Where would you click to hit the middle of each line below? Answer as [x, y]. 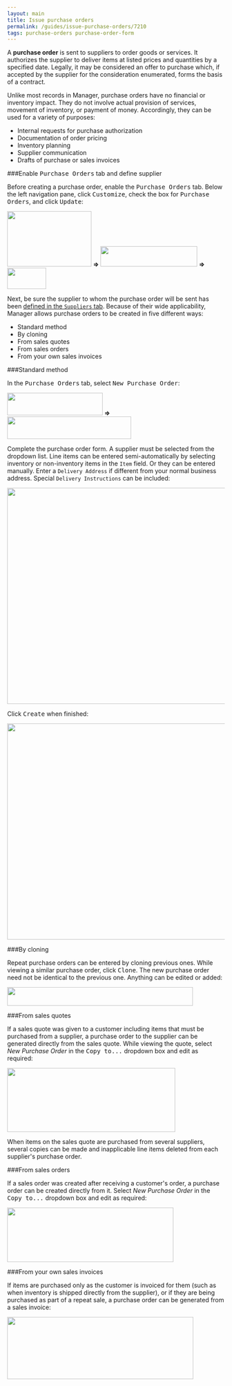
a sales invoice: [29, 1307]
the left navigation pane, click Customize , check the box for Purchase [108, 194]
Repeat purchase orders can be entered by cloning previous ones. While [110, 963]
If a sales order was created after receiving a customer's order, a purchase [113, 1183]
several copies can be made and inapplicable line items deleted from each [113, 1149]
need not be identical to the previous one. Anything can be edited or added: [115, 978]
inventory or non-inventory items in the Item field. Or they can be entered [111, 463]
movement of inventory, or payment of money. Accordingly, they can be [109, 110]
